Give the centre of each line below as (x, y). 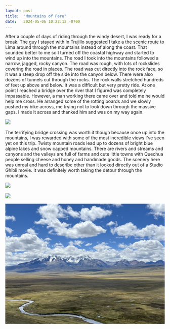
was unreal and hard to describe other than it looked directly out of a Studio (84, 165)
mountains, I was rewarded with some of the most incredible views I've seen (85, 138)
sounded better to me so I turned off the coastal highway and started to (80, 53)
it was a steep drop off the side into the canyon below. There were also (79, 74)
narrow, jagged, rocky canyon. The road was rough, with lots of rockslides (83, 64)
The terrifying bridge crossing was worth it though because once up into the (85, 133)
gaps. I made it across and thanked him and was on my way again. (75, 112)
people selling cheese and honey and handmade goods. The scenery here (83, 160)
